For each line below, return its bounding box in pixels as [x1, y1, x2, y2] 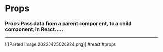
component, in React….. [5, 26, 64, 33]
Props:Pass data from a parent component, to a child [5, 20, 132, 27]
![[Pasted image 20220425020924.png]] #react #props [5, 41, 116, 47]
